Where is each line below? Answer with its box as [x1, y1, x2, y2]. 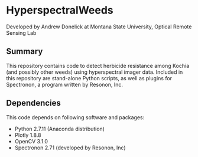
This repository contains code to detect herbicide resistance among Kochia [6, 62, 190, 69]
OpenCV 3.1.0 [14, 138, 48, 145]
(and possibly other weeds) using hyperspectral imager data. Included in [6, 68, 183, 76]
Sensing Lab [6, 29, 37, 36]
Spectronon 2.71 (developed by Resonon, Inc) [14, 144, 126, 151]
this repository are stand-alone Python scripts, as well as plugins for [6, 74, 173, 81]
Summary [6, 47, 43, 57]
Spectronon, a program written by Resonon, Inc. [6, 81, 123, 88]
